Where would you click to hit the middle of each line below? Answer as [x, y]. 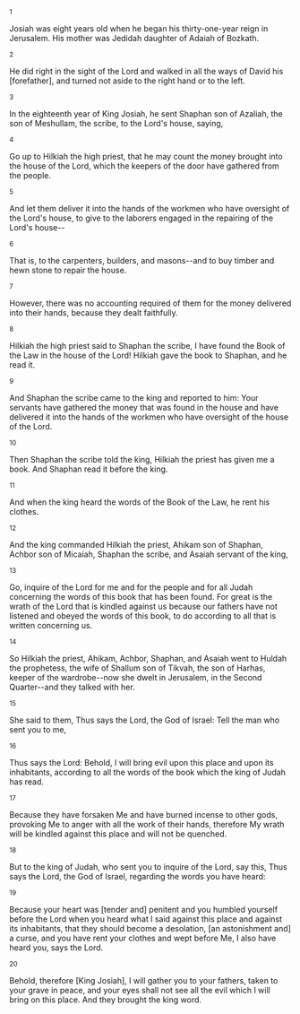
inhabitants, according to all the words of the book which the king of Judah [148, 772]
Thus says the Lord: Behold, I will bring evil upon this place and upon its [142, 763]
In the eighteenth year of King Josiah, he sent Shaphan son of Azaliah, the [146, 114]
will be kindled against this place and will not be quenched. [118, 834]
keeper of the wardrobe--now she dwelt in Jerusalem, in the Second [136, 677]
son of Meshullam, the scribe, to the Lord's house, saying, [116, 123]
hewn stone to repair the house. [68, 270]
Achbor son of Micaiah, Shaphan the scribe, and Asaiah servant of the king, [149, 554]
